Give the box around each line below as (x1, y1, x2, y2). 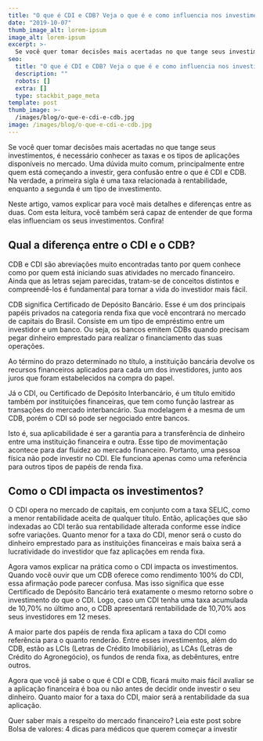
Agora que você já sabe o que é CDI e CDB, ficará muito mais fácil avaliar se (8, 676, 254, 685)
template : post (8, 99, 58, 107)
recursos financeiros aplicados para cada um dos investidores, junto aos (8, 365, 243, 374)
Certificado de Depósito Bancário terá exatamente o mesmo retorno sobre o (8, 587, 254, 597)
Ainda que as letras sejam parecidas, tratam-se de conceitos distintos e (8, 276, 240, 285)
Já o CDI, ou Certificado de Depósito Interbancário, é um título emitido (8, 388, 236, 398)
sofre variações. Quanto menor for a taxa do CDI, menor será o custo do (8, 530, 242, 539)
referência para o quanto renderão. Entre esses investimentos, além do (8, 636, 237, 645)
